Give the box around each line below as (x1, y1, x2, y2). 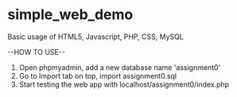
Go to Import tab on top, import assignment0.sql (18, 71, 177, 80)
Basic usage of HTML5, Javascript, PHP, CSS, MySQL (7, 32, 185, 41)
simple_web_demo (7, 6, 134, 24)
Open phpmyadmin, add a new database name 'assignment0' (18, 62, 221, 72)
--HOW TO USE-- (7, 47, 65, 56)
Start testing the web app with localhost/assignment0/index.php (18, 80, 230, 89)
